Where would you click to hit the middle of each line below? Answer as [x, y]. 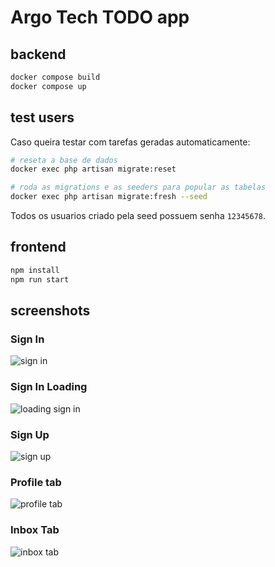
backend [38, 54]
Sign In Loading [49, 387]
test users [42, 117]
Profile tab [36, 482]
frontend [38, 247]
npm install [35, 270]
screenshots [50, 311]
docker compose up [48, 86]
